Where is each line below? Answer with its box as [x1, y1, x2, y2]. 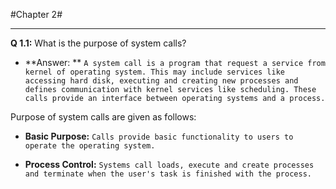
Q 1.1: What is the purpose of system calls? [10, 37, 187, 49]
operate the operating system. [24, 141, 156, 151]
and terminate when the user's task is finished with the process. [24, 169, 312, 179]
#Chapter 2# [10, 9, 63, 20]
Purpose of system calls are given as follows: [10, 111, 197, 123]
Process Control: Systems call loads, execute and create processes [24, 159, 315, 170]
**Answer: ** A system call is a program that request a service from [24, 57, 326, 68]
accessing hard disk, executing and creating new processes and [24, 76, 299, 86]
